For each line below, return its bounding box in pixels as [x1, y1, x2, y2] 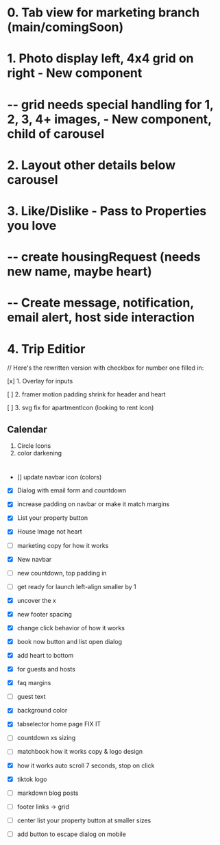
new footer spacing [16, 610, 72, 618]
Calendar [7, 423, 47, 435]
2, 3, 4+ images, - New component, [7, 111, 212, 127]
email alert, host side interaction [7, 310, 195, 325]
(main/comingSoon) [7, 19, 124, 35]
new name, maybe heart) [7, 264, 152, 279]
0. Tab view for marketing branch [7, 5, 200, 21]
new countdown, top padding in [16, 569, 108, 577]
